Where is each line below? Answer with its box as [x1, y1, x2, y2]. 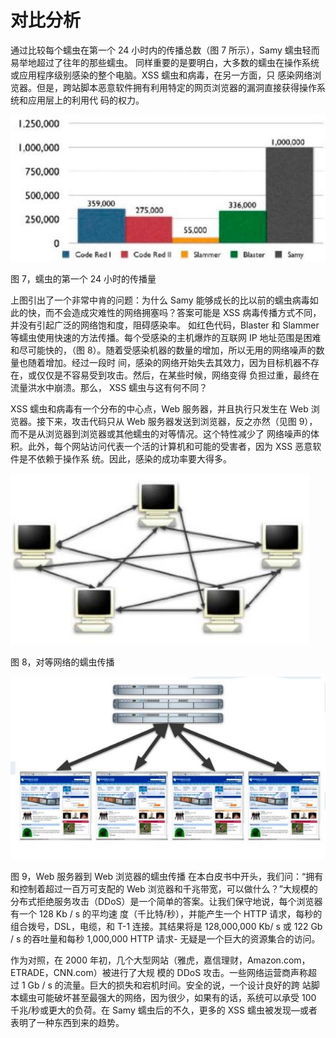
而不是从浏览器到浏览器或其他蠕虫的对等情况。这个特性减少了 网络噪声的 [10, 427, 311, 440]
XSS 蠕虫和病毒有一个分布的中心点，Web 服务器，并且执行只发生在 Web [10, 402, 309, 415]
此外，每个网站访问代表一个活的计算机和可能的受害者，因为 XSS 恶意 [27, 440, 313, 452]
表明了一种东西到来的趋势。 [10, 1016, 125, 1028]
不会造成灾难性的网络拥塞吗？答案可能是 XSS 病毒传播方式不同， [53, 306, 322, 318]
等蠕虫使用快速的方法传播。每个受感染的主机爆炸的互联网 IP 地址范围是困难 [10, 331, 322, 343]
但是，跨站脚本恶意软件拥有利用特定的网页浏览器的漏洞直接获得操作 [36, 81, 317, 93]
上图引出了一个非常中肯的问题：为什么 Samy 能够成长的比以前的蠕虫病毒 [10, 294, 310, 306]
